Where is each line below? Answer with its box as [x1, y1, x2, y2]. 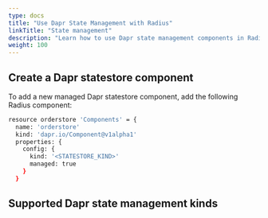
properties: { [15, 138, 62, 146]
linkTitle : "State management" [8, 26, 112, 34]
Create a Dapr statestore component [8, 71, 194, 84]
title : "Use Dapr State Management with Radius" [8, 19, 173, 27]
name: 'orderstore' [15, 123, 81, 131]
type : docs [8, 11, 45, 20]
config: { [22, 145, 56, 154]
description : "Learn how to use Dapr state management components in [8, 33, 245, 42]
